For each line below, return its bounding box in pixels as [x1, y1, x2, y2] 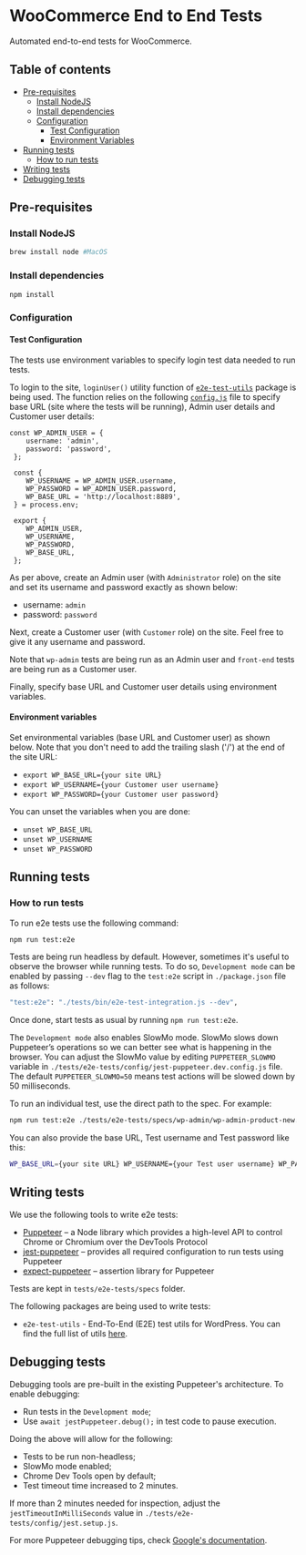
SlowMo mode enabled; [22, 1460, 112, 1471]
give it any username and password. [9, 636, 146, 647]
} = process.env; [13, 500, 79, 509]
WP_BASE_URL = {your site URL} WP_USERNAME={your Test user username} [9, 1160, 275, 1169]
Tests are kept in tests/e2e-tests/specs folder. [9, 1283, 186, 1294]
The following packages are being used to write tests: [9, 1300, 211, 1312]
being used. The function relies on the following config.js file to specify [9, 391, 280, 402]
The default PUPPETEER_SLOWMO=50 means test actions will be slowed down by [9, 1071, 296, 1082]
